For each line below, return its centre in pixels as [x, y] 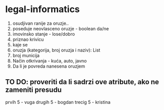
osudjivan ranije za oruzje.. [41, 23]
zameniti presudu [33, 90]
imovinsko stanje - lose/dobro [44, 34]
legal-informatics [43, 9]
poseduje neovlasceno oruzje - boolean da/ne [61, 28]
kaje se [20, 44]
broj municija [26, 55]
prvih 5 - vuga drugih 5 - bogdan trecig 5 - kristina [58, 102]
